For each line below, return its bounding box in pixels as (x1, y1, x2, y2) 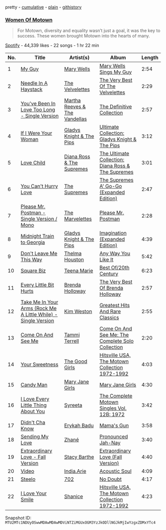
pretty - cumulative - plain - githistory (5, 4, 82, 10)
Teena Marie (64, 267, 93, 274)
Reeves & (64, 103, 86, 110)
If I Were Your (20, 130, 52, 137)
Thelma (64, 250, 82, 257)
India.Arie (64, 468, 86, 475)
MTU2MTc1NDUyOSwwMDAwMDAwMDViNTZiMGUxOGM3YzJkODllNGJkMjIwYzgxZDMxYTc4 (5, 520, 156, 525)
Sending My (20, 433, 49, 440)
